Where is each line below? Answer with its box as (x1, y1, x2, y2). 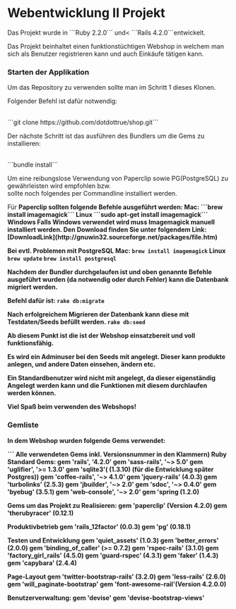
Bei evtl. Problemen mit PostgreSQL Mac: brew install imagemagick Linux (7, 247, 226, 255)
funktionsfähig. (7, 339, 54, 348)
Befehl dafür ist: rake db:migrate (7, 297, 105, 305)
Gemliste (7, 420, 39, 430)
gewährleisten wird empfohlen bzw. (7, 182, 111, 190)
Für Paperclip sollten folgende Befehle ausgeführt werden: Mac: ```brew (7, 203, 223, 211)
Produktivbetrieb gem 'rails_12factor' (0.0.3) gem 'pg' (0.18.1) (7, 522, 191, 531)
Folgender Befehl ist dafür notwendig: (7, 97, 118, 105)
